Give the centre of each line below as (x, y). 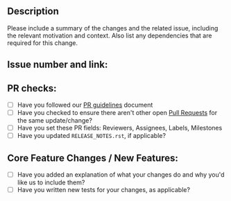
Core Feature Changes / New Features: (93, 158)
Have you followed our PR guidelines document (85, 105)
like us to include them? (51, 182)
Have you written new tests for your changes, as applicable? (104, 190)
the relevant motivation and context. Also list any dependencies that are (110, 35)
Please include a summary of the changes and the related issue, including (113, 28)
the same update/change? (54, 121)
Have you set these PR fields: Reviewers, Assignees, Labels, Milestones (120, 128)
